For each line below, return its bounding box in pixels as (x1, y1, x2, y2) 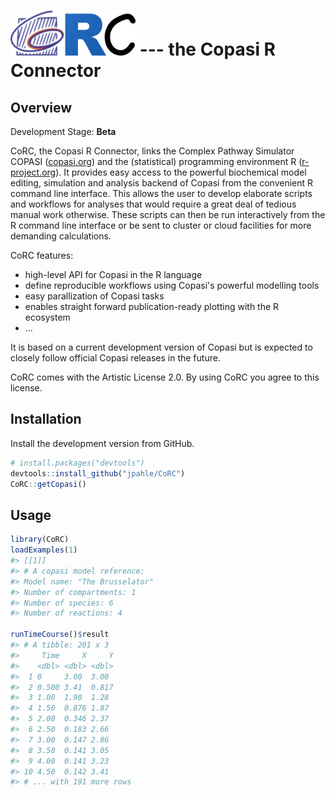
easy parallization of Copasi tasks (24, 290, 165, 302)
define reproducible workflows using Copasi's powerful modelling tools (24, 280, 320, 292)
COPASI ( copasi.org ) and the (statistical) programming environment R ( (10, 156, 303, 168)
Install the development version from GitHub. (10, 437, 195, 449)
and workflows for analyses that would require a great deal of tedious (10, 198, 297, 210)
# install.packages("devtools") (10, 458, 145, 468)
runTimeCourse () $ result (10, 630, 110, 640)
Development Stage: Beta (10, 126, 117, 138)
